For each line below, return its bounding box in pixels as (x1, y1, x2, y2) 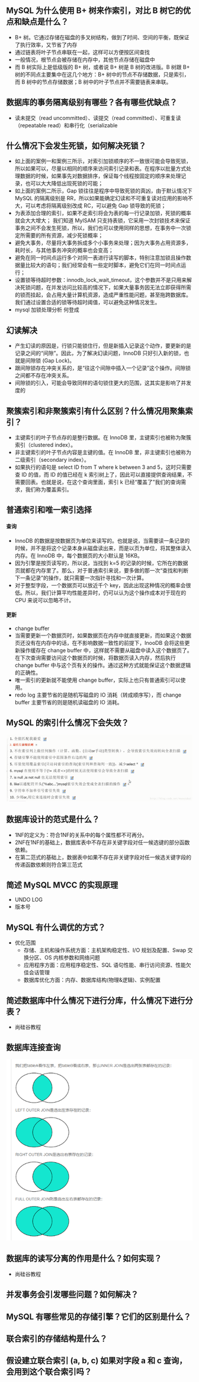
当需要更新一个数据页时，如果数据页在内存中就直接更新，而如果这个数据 (14, 632, 191, 639)
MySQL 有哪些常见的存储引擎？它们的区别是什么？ (6, 1311, 191, 1321)
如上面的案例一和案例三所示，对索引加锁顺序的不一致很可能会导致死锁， (14, 158, 191, 165)
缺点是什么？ (21, 17, 69, 27)
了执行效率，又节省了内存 (14, 41, 78, 48)
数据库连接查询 (6, 1043, 61, 1053)
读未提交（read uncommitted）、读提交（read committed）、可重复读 (14, 114, 181, 121)
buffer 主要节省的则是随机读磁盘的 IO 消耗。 (14, 698, 123, 706)
